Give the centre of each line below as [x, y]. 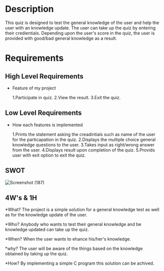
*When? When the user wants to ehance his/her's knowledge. [68, 239]
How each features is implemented [47, 125]
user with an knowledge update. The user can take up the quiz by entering [81, 27]
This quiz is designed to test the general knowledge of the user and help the [82, 23]
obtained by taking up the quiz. [37, 254]
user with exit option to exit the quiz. [49, 155]
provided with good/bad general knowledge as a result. [61, 38]
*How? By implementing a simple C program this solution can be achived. [80, 263]
